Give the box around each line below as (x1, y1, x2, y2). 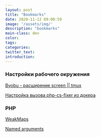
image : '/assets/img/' (5, 21, 53, 27)
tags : (5, 40, 17, 45)
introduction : (5, 54, 35, 59)
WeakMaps (5, 116, 29, 122)
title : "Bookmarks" (5, 12, 46, 17)
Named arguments (5, 125, 44, 131)
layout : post (5, 7, 33, 13)
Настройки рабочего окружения (5, 71, 90, 78)
